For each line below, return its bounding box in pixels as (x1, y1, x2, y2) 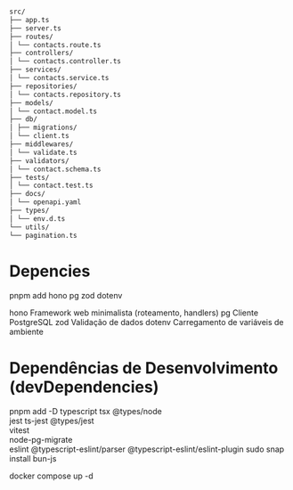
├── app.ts (9, 15, 50, 24)
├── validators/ (9, 156, 69, 165)
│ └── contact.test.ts (9, 181, 94, 191)
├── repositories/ (9, 81, 77, 91)
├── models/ (9, 98, 53, 107)
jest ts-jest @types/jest (9, 415, 95, 427)
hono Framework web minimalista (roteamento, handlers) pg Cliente (9, 307, 259, 318)
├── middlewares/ (9, 140, 74, 149)
